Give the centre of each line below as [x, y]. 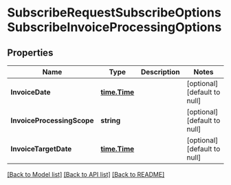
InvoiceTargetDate [41, 149]
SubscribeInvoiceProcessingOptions [114, 27]
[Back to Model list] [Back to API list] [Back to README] [86, 174]
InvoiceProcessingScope [52, 120]
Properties [30, 53]
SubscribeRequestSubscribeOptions [114, 13]
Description [160, 72]
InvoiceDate [31, 92]
